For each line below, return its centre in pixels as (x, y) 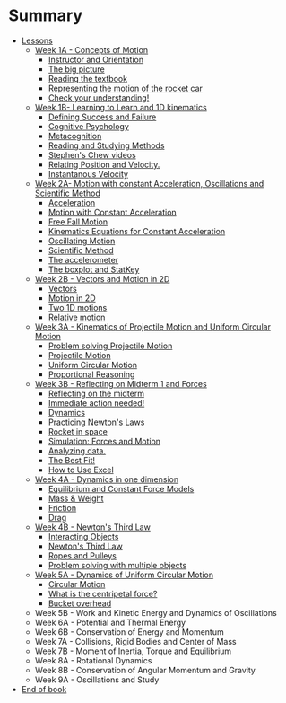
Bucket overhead (80, 603)
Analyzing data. (77, 451)
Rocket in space (78, 431)
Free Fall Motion (78, 222)
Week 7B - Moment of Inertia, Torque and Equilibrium (133, 651)
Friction (62, 507)
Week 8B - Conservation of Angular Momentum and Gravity (145, 670)
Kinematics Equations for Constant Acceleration (137, 231)
